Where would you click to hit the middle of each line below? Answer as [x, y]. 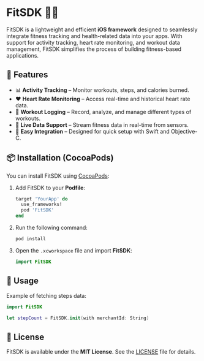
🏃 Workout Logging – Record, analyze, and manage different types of [103, 112]
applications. [22, 55]
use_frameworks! [42, 205]
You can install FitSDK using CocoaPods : [58, 176]
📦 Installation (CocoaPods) [60, 158]
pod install [30, 239]
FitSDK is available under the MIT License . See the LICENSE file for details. [101, 352]
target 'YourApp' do [41, 199]
